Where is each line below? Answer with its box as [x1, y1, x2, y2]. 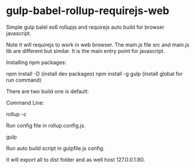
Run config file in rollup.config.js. [6, 122, 86, 129]
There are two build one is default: [6, 88, 89, 95]
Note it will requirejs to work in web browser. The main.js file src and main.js [6, 41, 190, 48]
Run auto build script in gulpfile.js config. [6, 145, 105, 152]
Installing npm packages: [6, 59, 67, 66]
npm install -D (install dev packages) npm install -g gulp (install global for [6, 70, 183, 77]
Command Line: [6, 99, 45, 106]
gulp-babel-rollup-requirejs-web [6, 4, 170, 18]
